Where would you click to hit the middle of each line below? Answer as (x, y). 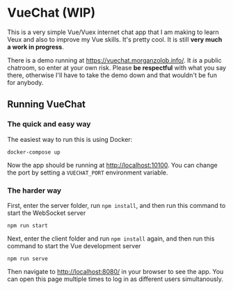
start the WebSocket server (47, 213)
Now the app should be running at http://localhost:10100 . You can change (112, 165)
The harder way (34, 191)
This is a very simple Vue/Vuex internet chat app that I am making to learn (113, 32)
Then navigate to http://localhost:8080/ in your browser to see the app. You (115, 271)
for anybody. (25, 82)
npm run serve (28, 259)
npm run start (28, 225)
